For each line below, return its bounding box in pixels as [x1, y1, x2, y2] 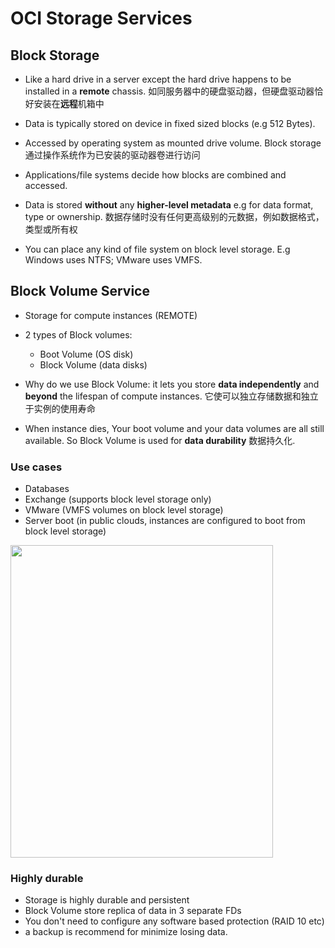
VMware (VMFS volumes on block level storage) [24, 504, 224, 516]
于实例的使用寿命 [24, 402, 96, 414]
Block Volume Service [10, 283, 150, 300]
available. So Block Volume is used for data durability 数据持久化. [24, 434, 296, 446]
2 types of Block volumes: [24, 328, 133, 341]
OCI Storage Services [10, 7, 193, 30]
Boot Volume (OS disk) [39, 348, 134, 360]
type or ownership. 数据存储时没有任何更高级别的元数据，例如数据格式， [24, 211, 325, 222]
